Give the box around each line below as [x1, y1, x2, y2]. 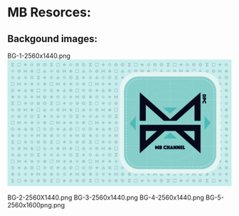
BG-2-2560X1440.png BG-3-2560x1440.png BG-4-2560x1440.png [7, 193, 205, 202]
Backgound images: [7, 33, 98, 45]
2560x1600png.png [7, 200, 65, 209]
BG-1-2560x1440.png [7, 51, 71, 60]
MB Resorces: [7, 4, 91, 21]
